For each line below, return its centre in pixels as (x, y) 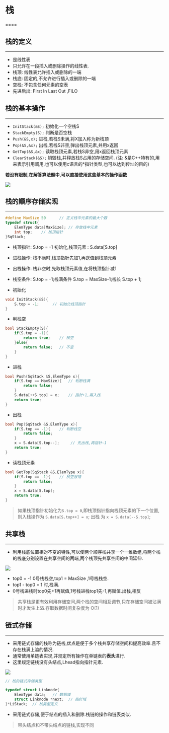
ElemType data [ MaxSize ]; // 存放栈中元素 (56, 228)
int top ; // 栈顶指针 (39, 232)
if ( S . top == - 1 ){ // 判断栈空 (48, 429)
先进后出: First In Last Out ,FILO (45, 91)
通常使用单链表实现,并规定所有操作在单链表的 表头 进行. (69, 655)
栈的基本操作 (25, 108)
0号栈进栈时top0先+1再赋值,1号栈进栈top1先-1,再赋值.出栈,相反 (77, 591)
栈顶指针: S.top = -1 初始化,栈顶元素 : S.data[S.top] (65, 247)
